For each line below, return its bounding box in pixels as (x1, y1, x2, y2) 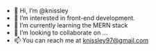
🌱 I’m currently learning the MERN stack (13, 21, 128, 29)
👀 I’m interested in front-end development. (13, 14, 135, 22)
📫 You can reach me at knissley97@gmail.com (13, 37, 149, 44)
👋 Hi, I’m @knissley (13, 7, 69, 14)
